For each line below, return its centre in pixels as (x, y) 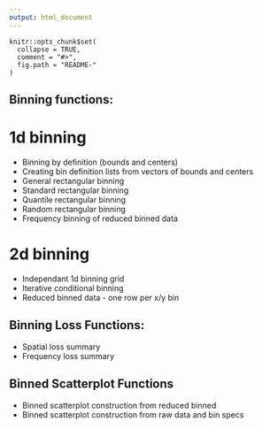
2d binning (50, 254)
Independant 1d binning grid (73, 279)
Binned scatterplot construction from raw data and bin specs (133, 414)
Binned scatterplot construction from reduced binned (119, 405)
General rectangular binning (73, 180)
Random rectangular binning (74, 209)
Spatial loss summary (61, 347)
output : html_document (51, 17)
